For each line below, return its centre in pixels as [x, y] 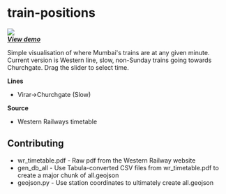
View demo [24, 39]
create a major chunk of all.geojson [68, 175]
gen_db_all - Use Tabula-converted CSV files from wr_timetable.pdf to [118, 167]
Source [18, 108]
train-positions [51, 13]
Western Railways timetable [57, 121]
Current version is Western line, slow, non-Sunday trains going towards [110, 60]
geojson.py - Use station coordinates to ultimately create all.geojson [115, 182]
